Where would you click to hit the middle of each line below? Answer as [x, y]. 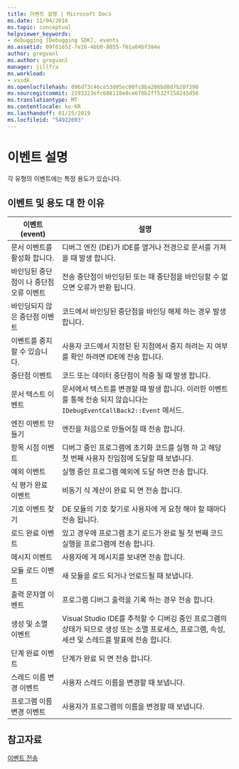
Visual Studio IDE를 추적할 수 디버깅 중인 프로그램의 [144, 619]
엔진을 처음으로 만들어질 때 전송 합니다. [123, 429]
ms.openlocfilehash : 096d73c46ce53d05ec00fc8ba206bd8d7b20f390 [103, 87]
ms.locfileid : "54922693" [46, 120]
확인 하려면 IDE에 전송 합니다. [117, 357]
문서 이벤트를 [32, 248]
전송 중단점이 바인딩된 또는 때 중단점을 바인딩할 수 [140, 277]
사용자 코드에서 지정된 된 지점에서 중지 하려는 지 [137, 346]
